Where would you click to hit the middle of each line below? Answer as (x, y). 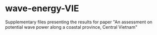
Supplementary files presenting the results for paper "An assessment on (79, 22)
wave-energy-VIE (42, 9)
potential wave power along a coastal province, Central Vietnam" (71, 27)
